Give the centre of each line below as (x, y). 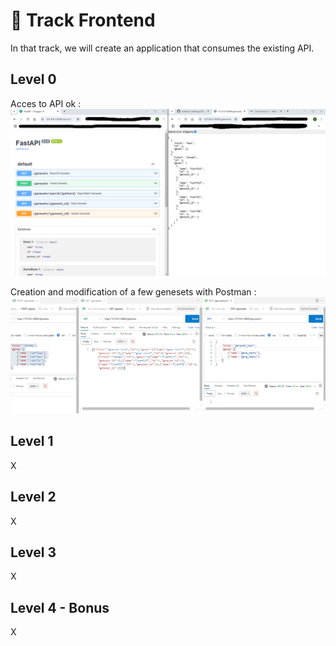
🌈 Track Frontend (83, 20)
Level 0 (33, 79)
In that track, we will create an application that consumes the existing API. (162, 48)
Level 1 (32, 441)
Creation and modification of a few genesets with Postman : (133, 291)
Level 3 (33, 552)
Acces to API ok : (46, 103)
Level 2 (33, 497)
